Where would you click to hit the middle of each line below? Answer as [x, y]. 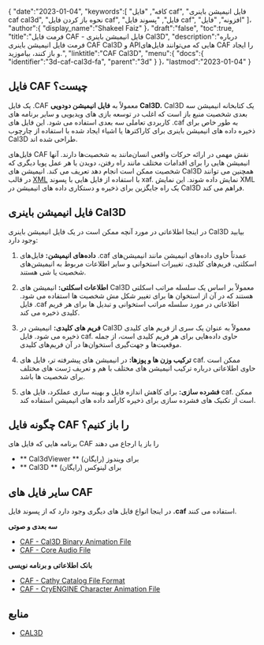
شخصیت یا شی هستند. [53, 272]
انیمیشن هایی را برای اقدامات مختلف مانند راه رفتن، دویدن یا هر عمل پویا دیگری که [129, 162]
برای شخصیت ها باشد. [52, 376]
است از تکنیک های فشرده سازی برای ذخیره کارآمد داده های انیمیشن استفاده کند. [138, 400]
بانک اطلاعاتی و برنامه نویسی [50, 565]
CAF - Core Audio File [55, 550]
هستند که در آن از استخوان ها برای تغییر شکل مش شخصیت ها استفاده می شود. [136, 296]
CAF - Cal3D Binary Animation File [75, 542]
